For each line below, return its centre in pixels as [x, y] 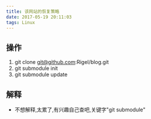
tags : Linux [20, 22]
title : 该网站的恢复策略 [33, 11]
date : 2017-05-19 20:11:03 [39, 17]
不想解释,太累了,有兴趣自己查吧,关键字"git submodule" [80, 110]
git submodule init [36, 69]
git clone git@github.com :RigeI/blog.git [62, 62]
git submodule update [41, 74]
